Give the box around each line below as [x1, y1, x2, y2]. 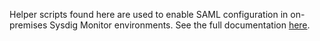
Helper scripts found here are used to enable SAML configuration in [9, 9, 289, 20]
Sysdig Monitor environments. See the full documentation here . [49, 19, 311, 31]
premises [9, 19, 48, 31]
